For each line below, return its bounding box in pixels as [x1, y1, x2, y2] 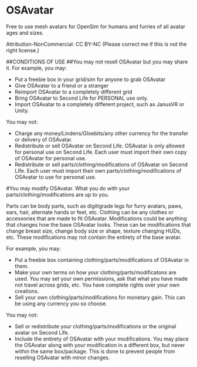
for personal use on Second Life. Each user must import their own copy [14, 148, 187, 156]
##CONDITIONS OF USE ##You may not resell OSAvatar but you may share [6, 58, 188, 65]
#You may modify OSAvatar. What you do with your [6, 184, 130, 191]
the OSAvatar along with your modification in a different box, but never [14, 341, 185, 348]
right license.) [6, 46, 40, 53]
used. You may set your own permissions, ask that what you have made [14, 275, 188, 282]
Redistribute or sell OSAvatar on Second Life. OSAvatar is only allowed [14, 142, 185, 149]
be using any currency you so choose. [14, 300, 107, 307]
